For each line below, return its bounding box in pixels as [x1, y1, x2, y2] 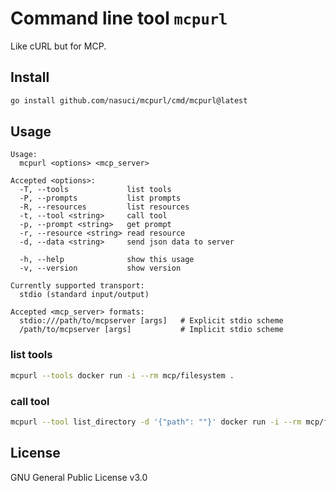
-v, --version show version [19, 263, 182, 274]
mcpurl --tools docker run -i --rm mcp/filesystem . [10, 370, 235, 381]
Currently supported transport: [10, 281, 145, 291]
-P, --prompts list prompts [19, 193, 182, 204]
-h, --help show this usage [19, 255, 195, 265]
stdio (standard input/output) [19, 290, 150, 300]
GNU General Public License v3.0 [10, 471, 148, 483]
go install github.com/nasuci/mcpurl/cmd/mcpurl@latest [10, 95, 248, 106]
